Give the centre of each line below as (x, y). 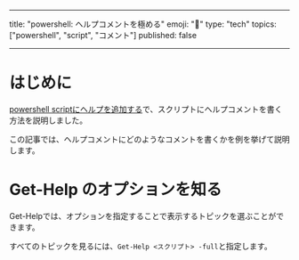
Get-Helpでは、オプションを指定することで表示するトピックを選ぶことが (143, 215)
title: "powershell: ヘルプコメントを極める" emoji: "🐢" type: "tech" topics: (143, 24)
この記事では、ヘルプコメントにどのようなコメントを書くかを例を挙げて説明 (149, 139)
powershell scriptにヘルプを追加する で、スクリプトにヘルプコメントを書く (146, 109)
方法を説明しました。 (48, 120)
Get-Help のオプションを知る (116, 190)
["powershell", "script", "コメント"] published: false (103, 35)
